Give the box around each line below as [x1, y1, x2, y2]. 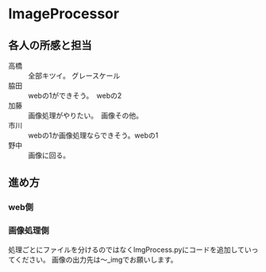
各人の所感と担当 [8, 38, 92, 52]
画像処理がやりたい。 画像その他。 [28, 111, 143, 120]
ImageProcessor [8, 5, 120, 23]
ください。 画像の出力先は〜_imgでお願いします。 [14, 255, 178, 264]
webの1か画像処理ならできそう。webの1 [28, 130, 159, 140]
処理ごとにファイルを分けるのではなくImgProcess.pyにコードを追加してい [8, 244, 252, 255]
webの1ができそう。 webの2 [28, 91, 122, 100]
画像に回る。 [28, 150, 70, 160]
